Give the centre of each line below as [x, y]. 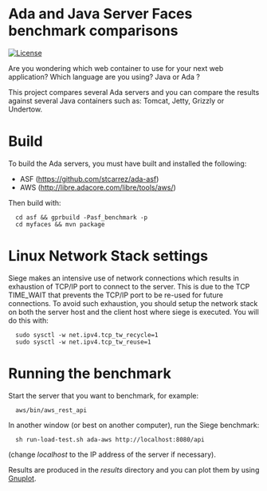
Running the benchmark [90, 373]
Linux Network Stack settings [108, 256]
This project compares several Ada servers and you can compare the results [134, 92]
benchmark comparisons [93, 31]
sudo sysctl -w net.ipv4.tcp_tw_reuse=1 [83, 342]
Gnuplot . [22, 478]
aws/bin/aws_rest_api [51, 410]
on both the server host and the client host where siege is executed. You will [133, 312]
